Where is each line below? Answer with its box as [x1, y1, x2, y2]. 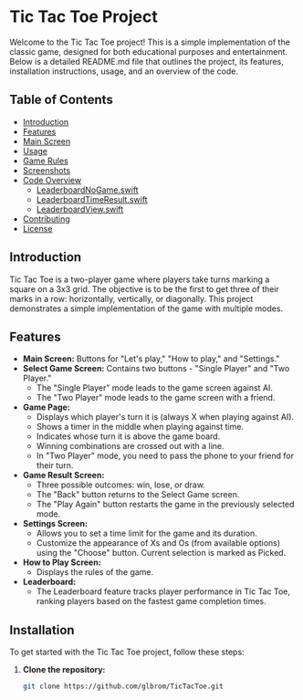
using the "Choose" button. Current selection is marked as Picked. [36, 548, 287, 559]
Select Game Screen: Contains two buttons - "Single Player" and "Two [22, 363, 290, 374]
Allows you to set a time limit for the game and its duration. [36, 528, 257, 539]
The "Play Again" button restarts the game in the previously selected [36, 499, 295, 510]
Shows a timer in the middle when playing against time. [36, 422, 245, 433]
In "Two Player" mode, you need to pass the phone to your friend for [36, 450, 295, 462]
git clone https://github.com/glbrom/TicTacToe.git [22, 682, 224, 691]
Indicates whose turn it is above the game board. [36, 431, 221, 442]
